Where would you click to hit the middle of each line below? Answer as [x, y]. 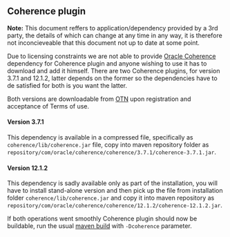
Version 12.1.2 [28, 168]
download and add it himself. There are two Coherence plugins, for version [114, 70]
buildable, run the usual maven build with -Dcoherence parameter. [99, 226]
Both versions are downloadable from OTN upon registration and [99, 99]
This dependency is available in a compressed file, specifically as [100, 138]
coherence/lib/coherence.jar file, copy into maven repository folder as [108, 145]
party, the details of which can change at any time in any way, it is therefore [115, 35]
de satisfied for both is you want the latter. [67, 85]
